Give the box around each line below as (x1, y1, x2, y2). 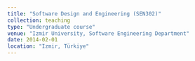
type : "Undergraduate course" (7, 23, 96, 30)
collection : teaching (7, 17, 71, 24)
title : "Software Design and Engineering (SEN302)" (7, 10, 161, 18)
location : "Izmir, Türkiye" (7, 43, 90, 50)
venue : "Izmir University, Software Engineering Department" (7, 29, 190, 37)
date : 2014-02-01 (7, 36, 58, 43)
